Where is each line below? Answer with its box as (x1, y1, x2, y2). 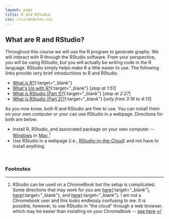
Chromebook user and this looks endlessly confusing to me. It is (12, 197, 146, 204)
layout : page (5, 7, 33, 13)
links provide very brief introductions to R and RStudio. (5, 70, 119, 76)
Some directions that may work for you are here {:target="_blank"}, (12, 187, 151, 193)
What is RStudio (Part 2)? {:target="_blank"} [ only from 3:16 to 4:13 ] (12, 96, 152, 102)
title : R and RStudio (5, 12, 51, 17)
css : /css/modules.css (5, 17, 53, 22)
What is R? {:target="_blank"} (12, 80, 72, 86)
